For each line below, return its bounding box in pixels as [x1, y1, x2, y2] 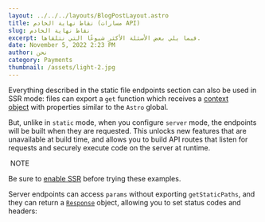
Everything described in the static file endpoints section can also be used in [8, 85, 257, 95]
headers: [8, 206, 37, 216]
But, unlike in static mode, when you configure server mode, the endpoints [8, 117, 257, 127]
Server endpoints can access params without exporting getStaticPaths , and [8, 189, 255, 199]
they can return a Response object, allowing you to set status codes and [8, 197, 241, 207]
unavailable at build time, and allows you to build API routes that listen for [8, 134, 248, 144]
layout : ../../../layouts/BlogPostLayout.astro [8, 11, 170, 20]
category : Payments [8, 56, 73, 64]
